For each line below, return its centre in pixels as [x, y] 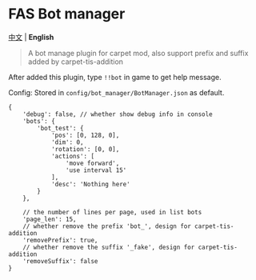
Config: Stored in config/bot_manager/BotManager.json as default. [116, 92]
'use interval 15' [96, 170]
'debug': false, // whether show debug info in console [118, 114]
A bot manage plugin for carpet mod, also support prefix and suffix [138, 53]
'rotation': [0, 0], [85, 149]
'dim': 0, [67, 142]
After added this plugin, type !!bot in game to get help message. [115, 77]
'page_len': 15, [50, 219]
